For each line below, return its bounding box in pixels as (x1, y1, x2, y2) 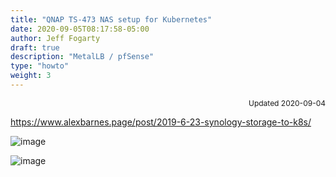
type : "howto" (10, 61, 70, 71)
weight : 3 (10, 71, 52, 81)
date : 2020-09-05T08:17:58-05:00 (10, 24, 150, 34)
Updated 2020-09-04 (248, 97, 326, 108)
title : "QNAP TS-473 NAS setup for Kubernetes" (10, 14, 213, 25)
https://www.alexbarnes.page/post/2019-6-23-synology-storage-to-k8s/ (10, 116, 312, 128)
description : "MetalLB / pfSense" (10, 52, 155, 62)
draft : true (10, 42, 60, 53)
